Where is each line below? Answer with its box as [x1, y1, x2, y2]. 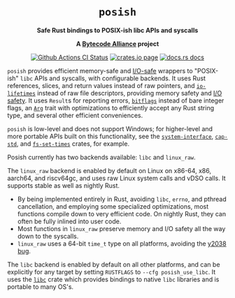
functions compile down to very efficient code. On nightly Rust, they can [17, 209, 226, 218]
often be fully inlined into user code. [17, 217, 122, 225]
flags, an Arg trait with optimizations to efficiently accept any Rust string [7, 103, 215, 112]
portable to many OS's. [7, 282, 74, 291]
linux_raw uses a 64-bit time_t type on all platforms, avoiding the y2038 [17, 239, 227, 248]
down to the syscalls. [17, 232, 79, 240]
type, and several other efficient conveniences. [7, 111, 143, 119]
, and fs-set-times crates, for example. [16, 139, 130, 148]
